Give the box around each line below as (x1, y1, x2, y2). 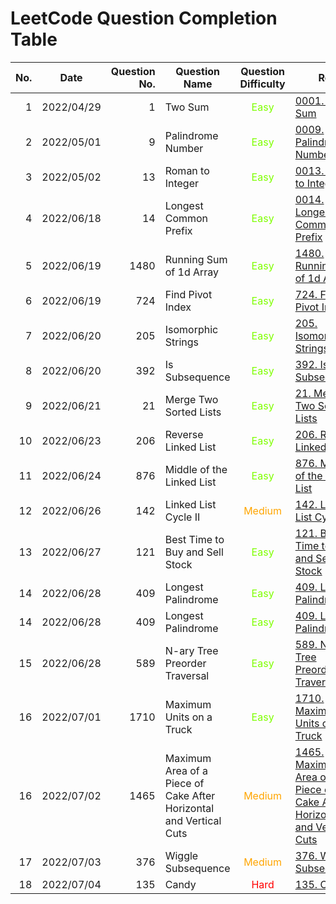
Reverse (164, 427, 204, 441)
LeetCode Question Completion (10, 7, 278, 30)
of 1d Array (164, 265, 220, 279)
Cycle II (164, 510, 201, 524)
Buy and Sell (164, 545, 224, 559)
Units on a (164, 710, 213, 724)
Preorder (164, 656, 207, 670)
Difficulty (239, 77, 286, 91)
